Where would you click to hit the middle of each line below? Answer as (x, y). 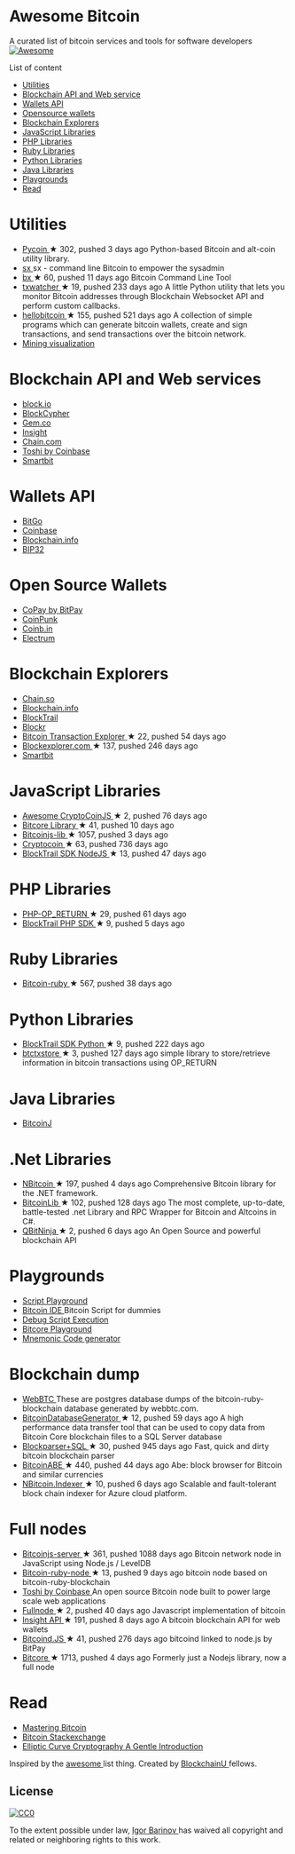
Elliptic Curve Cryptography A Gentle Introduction (113, 1746)
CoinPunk (40, 619)
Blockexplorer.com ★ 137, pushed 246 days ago (110, 745)
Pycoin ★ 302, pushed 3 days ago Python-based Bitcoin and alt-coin (149, 249)
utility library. (46, 258)
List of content (35, 67)
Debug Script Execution (65, 1319)
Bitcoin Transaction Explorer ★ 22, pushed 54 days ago (124, 736)
